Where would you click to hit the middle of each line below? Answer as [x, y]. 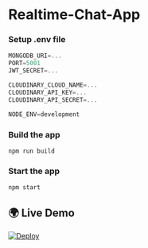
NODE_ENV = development [44, 114]
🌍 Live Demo [42, 213]
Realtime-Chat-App [74, 15]
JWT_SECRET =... [33, 71]
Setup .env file [37, 40]
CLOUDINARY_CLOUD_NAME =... [53, 85]
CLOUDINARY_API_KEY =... [48, 92]
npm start [25, 188]
